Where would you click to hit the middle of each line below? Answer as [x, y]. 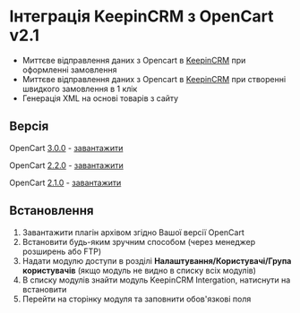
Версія [29, 127]
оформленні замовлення [69, 70]
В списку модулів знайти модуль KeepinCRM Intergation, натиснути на [156, 280]
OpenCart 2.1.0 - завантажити [65, 182]
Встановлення [51, 211]
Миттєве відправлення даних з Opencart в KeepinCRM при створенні [154, 79]
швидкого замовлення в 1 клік [80, 89]
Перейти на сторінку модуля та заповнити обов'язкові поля [137, 299]
